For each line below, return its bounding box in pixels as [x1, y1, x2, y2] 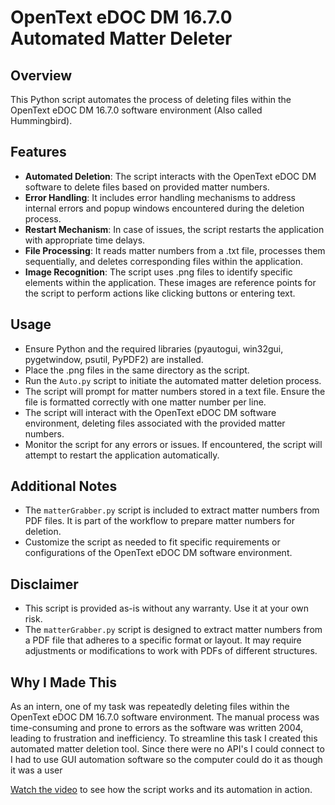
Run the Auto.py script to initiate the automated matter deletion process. [24, 374, 322, 386]
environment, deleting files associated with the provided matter [24, 417, 286, 429]
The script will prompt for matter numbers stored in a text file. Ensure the [24, 385, 326, 397]
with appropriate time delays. [24, 234, 146, 246]
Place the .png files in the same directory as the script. [24, 364, 250, 376]
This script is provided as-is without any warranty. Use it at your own [24, 602, 309, 615]
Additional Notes [10, 478, 118, 495]
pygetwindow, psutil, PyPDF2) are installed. [24, 353, 204, 365]
